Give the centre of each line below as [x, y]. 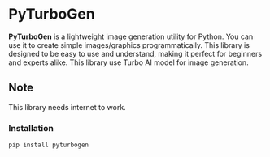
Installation [31, 128]
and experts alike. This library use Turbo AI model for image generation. [129, 62]
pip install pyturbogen [49, 145]
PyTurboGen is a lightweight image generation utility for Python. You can [131, 36]
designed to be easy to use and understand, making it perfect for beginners [135, 53]
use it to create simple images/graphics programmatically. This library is [129, 45]
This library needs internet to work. [67, 107]
